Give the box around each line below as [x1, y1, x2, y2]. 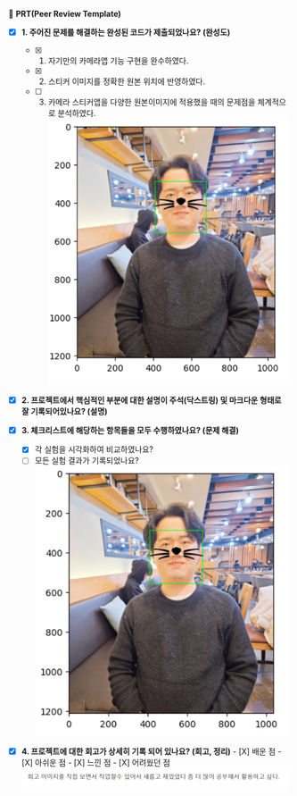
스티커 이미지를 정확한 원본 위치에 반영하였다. [47, 76, 206, 87]
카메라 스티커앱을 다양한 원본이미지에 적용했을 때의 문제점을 [47, 96, 256, 107]
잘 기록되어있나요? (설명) [21, 406, 108, 417]
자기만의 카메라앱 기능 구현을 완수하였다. [47, 55, 189, 66]
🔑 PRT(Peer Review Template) [8, 9, 121, 19]
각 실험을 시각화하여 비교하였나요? [34, 444, 153, 455]
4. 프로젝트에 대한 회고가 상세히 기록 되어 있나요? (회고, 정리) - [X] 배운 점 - [21, 746, 282, 757]
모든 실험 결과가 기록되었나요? [34, 456, 139, 466]
